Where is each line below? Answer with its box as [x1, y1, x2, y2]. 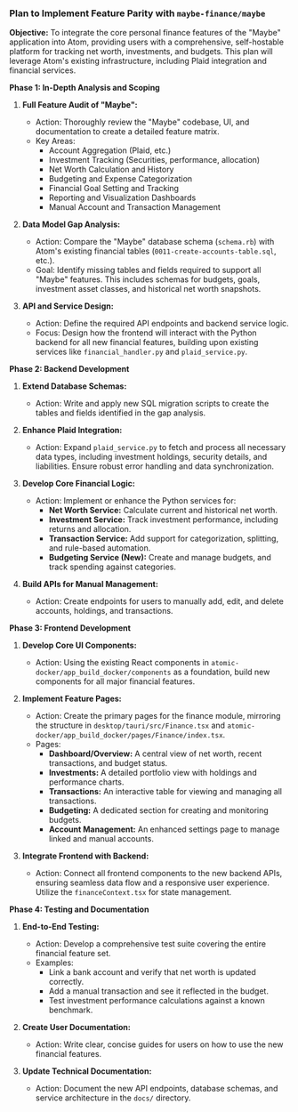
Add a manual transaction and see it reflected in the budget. [48, 986, 270, 996]
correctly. [48, 977, 85, 987]
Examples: [35, 957, 74, 968]
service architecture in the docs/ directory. [35, 1092, 191, 1103]
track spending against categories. [48, 561, 176, 572]
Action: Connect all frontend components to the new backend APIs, [35, 868, 283, 879]
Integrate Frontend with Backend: [21, 850, 149, 861]
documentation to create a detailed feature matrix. [35, 126, 220, 137]
